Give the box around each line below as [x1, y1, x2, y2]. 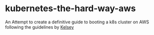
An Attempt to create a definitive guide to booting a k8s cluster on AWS [5, 19, 150, 25]
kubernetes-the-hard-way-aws [5, 3, 136, 14]
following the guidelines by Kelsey [5, 24, 74, 30]
